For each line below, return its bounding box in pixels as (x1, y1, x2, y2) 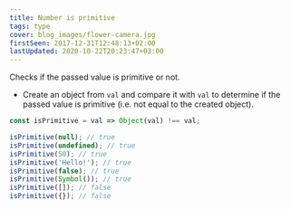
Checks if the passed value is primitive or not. (9, 71, 180, 82)
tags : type (9, 22, 51, 31)
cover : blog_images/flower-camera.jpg (9, 30, 156, 39)
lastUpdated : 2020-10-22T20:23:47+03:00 (9, 47, 165, 56)
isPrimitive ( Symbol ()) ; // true (9, 175, 131, 184)
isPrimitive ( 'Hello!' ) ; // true (9, 157, 131, 167)
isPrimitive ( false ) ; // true (9, 166, 120, 176)
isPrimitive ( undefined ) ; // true (9, 141, 136, 150)
